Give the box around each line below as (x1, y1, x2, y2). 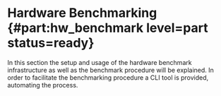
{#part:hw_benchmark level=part (7, 20, 208, 36)
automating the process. (7, 80, 78, 89)
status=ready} (7, 35, 95, 51)
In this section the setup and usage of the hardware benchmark (7, 58, 192, 66)
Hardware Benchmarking (7, 5, 157, 21)
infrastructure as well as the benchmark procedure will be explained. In (7, 66, 214, 74)
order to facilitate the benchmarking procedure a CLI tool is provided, (7, 73, 209, 82)
